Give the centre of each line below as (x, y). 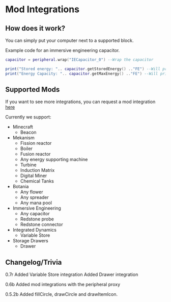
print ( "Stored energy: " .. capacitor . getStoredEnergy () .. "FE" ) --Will (83, 69)
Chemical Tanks (37, 181)
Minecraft (23, 127)
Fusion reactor (35, 154)
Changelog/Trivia (34, 262)
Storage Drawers (30, 241)
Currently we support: (28, 117)
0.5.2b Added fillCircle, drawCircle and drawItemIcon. (62, 294)
